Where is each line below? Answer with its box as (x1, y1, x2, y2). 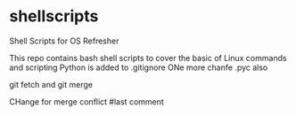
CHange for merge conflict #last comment (9, 96, 165, 107)
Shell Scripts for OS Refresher (9, 35, 119, 46)
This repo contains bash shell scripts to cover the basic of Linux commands (9, 52, 287, 63)
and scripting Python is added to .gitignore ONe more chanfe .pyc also (9, 62, 268, 73)
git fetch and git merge (9, 79, 94, 89)
